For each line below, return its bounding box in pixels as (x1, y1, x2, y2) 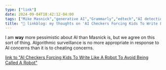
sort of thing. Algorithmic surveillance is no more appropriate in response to (5, 40, 160, 46)
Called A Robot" (5, 60, 38, 66)
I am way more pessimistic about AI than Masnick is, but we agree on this (5, 35, 155, 40)
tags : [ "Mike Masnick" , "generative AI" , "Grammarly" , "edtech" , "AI (5, 16, 142, 21)
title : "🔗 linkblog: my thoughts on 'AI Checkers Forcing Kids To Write (5, 21, 158, 26)
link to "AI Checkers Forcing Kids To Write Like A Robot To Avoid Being (5, 55, 149, 61)
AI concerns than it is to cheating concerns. (5, 45, 94, 51)
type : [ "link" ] (5, 7, 37, 12)
